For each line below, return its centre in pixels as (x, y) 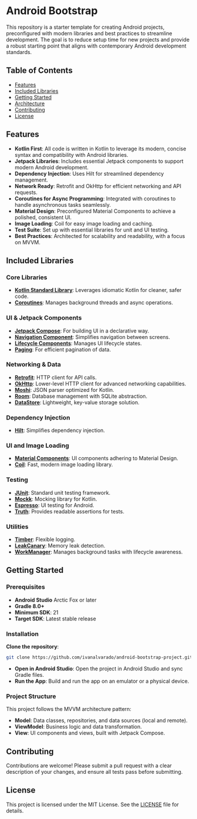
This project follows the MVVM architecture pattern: (69, 709)
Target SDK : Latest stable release (55, 619)
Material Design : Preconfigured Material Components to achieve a (95, 211)
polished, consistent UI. (43, 217)
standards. (19, 52)
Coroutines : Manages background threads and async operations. (94, 303)
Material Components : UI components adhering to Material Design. (96, 458)
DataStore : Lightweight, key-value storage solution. (77, 402)
